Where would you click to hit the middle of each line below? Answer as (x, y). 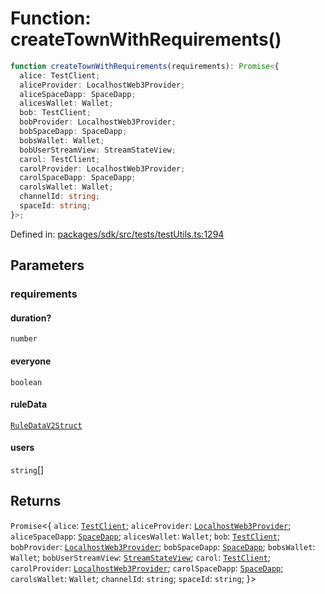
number (24, 339)
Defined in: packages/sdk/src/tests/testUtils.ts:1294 (117, 234)
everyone (31, 361)
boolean (26, 382)
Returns (36, 501)
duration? (31, 318)
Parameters (47, 265)
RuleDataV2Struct (46, 425)
